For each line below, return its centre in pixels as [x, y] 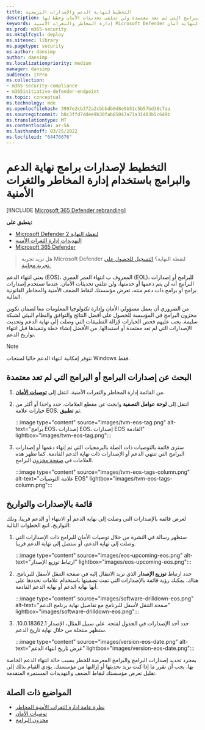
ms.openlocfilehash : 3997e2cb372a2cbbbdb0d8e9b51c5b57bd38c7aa [88, 109]
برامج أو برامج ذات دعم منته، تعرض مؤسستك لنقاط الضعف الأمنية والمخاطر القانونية [102, 290]
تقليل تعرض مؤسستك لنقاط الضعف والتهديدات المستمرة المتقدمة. [81, 673]
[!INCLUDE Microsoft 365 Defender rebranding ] [66, 210]
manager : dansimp [28, 69]
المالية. [14, 297]
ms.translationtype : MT [37, 120]
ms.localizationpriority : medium [49, 63]
